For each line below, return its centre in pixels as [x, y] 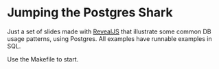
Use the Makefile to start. [43, 59]
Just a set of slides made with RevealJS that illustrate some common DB [109, 31]
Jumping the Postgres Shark [90, 13]
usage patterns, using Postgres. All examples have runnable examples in [110, 38]
